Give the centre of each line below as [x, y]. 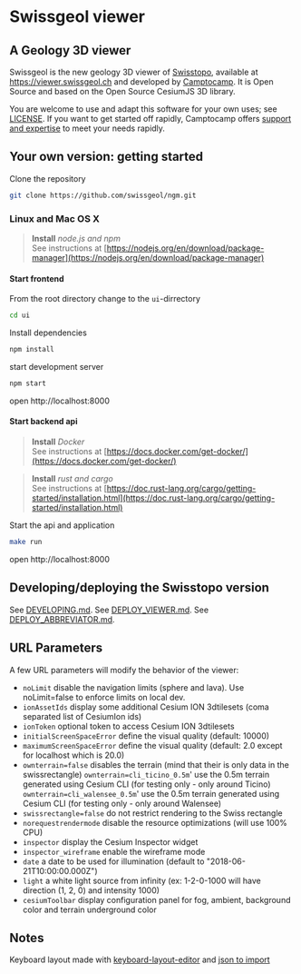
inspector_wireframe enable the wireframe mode [114, 851]
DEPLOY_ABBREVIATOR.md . [62, 619]
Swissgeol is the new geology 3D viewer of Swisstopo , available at [134, 72]
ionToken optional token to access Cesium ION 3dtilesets [128, 726]
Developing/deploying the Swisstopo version [140, 588]
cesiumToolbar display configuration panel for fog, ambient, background [156, 899]
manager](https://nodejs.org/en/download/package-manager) [148, 257]
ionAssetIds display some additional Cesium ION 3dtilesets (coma [146, 707]
